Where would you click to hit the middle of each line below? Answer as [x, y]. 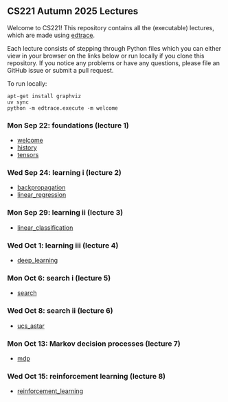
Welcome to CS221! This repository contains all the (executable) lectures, [111, 27]
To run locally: [27, 83]
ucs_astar [31, 326]
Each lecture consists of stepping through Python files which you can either [114, 48]
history [27, 147]
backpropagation [41, 187]
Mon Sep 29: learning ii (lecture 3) [65, 213]
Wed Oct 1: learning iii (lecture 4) [63, 245]
